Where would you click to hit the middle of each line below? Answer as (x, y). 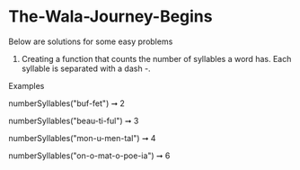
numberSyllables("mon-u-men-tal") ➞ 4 (82, 138)
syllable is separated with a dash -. (86, 68)
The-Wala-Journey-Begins (110, 17)
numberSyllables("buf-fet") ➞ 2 (66, 103)
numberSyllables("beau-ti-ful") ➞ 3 (74, 121)
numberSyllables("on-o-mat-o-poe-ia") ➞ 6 (89, 156)
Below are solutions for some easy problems (91, 41)
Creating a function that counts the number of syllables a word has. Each (156, 58)
